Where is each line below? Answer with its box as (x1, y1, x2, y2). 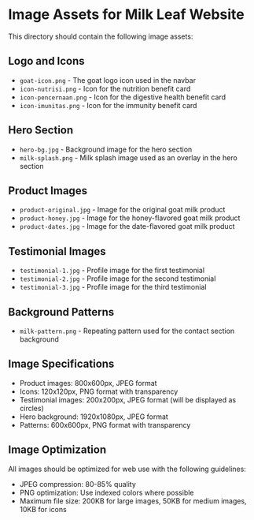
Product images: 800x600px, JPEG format (19, 378, 157, 387)
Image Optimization (8, 443, 107, 457)
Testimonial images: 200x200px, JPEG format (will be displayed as (19, 395, 237, 404)
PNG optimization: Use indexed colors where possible (19, 488, 194, 497)
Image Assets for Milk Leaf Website (8, 6, 245, 24)
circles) (19, 403, 45, 413)
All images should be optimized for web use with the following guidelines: (8, 464, 246, 473)
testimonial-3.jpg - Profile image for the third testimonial (19, 282, 207, 292)
